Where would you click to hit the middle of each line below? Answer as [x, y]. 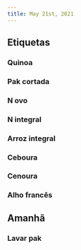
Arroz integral [32, 138]
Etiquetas [29, 43]
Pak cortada [29, 81]
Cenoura [23, 176]
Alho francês [30, 195]
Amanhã [26, 218]
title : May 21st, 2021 [40, 14]
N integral [25, 119]
